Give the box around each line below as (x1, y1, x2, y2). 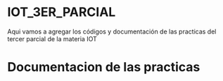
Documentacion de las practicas (7, 59, 200, 75)
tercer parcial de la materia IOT (7, 34, 97, 43)
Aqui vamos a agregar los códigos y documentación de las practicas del (7, 27, 217, 36)
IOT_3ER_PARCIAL (7, 4, 116, 20)
